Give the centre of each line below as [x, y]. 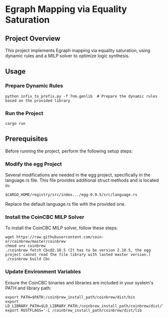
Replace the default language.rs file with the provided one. [65, 204]
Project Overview [33, 38]
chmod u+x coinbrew [25, 246]
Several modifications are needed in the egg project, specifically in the [78, 175]
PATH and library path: [28, 288]
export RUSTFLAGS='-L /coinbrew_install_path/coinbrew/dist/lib [73, 310]
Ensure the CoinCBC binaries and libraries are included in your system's [79, 282]
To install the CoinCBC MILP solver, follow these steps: [61, 228]
